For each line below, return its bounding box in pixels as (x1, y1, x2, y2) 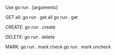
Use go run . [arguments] (5, 5, 58, 10)
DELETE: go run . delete (5, 34, 55, 40)
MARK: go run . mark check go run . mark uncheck (5, 44, 111, 50)
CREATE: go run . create (5, 24, 56, 30)
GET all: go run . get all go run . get (5, 14, 78, 20)
